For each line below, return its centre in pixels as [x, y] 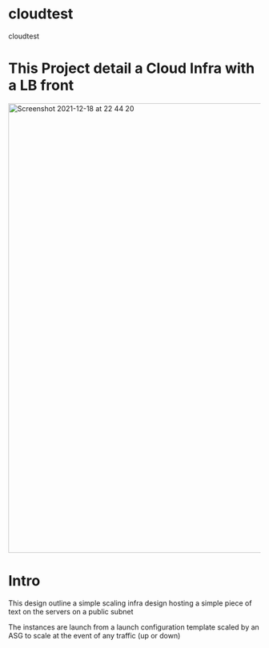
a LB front [41, 86]
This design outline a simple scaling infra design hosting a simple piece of [130, 603]
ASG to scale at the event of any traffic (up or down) [94, 635]
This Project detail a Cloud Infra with [132, 68]
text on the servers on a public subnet [71, 611]
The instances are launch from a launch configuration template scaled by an [134, 627]
